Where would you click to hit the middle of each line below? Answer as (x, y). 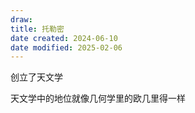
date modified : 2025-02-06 (66, 47)
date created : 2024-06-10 (64, 38)
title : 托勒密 (37, 29)
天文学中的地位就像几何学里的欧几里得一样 (98, 98)
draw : (21, 19)
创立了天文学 (36, 77)
